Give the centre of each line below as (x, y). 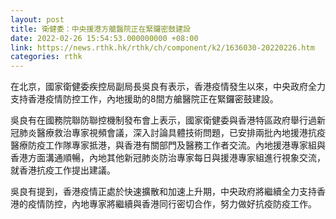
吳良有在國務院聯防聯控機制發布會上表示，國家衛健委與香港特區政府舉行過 (163, 120)
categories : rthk (46, 57)
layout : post (37, 19)
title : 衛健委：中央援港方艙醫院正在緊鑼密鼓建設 (100, 29)
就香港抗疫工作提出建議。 (63, 170)
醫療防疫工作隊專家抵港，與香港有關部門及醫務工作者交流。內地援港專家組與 (168, 145)
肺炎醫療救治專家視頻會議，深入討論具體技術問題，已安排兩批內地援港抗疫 (172, 133)
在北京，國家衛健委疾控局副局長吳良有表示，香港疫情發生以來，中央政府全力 (168, 87)
